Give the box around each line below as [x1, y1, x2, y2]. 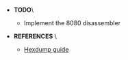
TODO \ [13, 6, 34, 14]
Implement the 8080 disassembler [23, 19, 121, 27]
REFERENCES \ [13, 32, 57, 40]
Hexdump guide [23, 46, 69, 53]
